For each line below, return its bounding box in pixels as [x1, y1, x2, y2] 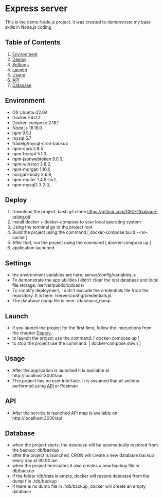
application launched [12, 245, 54, 251]
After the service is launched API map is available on [12, 410, 118, 416]
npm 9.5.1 [12, 130, 32, 136]
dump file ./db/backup [12, 478, 57, 484]
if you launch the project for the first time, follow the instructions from [12, 325, 152, 331]
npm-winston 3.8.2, [12, 161, 52, 167]
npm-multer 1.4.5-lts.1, [12, 176, 57, 183]
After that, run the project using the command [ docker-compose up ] [12, 240, 152, 246]
